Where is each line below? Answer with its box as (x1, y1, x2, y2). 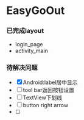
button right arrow (23, 101, 69, 108)
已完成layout (6, 27, 44, 35)
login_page (15, 41, 44, 48)
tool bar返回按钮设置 (23, 86, 75, 93)
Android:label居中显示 (23, 79, 78, 86)
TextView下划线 (23, 94, 63, 101)
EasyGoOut (6, 4, 65, 18)
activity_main (15, 47, 49, 55)
